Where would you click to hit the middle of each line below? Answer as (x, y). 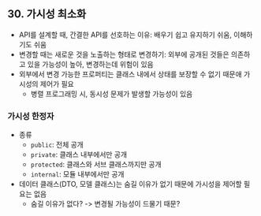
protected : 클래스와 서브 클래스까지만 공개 (96, 165)
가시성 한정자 (31, 116)
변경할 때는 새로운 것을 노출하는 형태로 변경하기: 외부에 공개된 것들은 (124, 54)
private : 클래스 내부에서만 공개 (79, 155)
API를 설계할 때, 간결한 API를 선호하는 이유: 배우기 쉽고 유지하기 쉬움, (125, 35)
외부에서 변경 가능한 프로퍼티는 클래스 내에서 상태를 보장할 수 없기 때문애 (130, 74)
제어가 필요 (57, 84)
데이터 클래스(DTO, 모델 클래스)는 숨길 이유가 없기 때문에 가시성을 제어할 (130, 184)
